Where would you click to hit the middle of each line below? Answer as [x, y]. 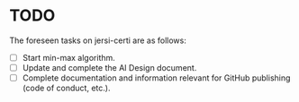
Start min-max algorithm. [68, 57]
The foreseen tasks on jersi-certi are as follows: [98, 40]
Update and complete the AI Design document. [109, 68]
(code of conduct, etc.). [66, 88]
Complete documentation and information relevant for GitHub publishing [156, 78]
